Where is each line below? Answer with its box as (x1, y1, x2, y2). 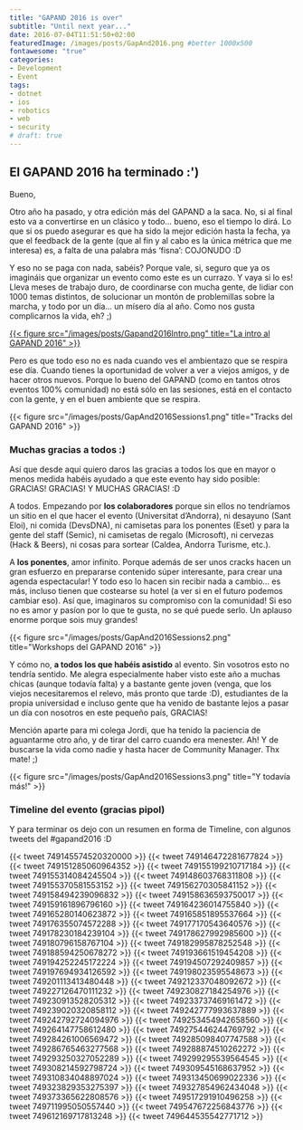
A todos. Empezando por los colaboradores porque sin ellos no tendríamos (9, 500, 291, 512)
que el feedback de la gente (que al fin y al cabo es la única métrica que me (9, 235, 292, 245)
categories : (9, 55, 54, 64)
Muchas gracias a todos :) (9, 443, 126, 455)
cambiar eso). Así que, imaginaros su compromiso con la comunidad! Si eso (9, 595, 292, 606)
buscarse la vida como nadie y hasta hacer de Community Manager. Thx (9, 743, 280, 754)
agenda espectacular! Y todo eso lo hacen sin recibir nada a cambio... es (9, 576, 281, 587)
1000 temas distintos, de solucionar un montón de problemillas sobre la (9, 291, 275, 302)
